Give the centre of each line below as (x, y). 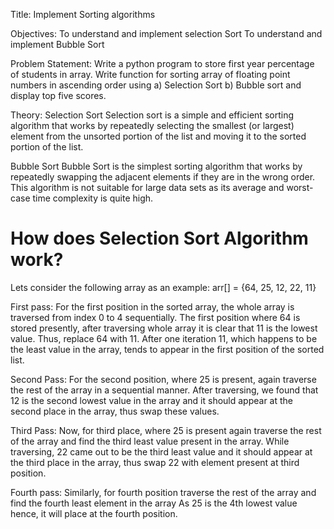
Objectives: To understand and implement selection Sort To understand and (166, 33)
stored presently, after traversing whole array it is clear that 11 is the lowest (164, 328)
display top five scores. (58, 95)
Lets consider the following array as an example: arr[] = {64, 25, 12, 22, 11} (163, 287)
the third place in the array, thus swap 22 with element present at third (155, 462)
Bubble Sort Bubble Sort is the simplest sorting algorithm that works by (156, 166)
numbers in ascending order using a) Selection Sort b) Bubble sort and (156, 85)
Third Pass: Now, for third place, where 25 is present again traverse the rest (166, 430)
